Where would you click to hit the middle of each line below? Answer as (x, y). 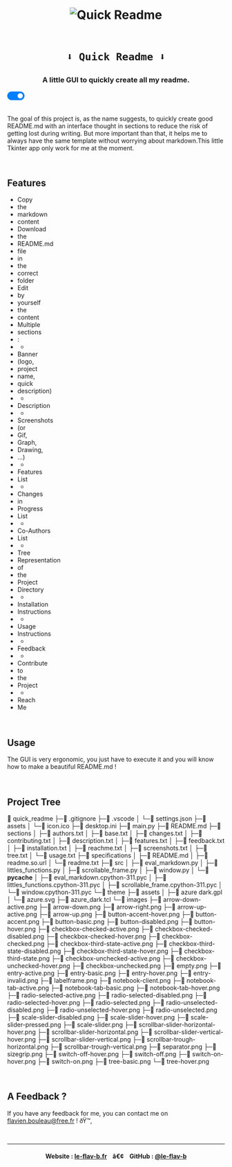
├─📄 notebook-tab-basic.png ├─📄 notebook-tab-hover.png (135, 988)
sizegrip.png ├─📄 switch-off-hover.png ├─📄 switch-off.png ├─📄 (99, 1054)
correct (28, 274)
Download (32, 229)
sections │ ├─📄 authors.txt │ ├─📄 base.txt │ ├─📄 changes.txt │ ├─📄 (105, 833)
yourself (29, 303)
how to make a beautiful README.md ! (62, 767)
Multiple (29, 325)
